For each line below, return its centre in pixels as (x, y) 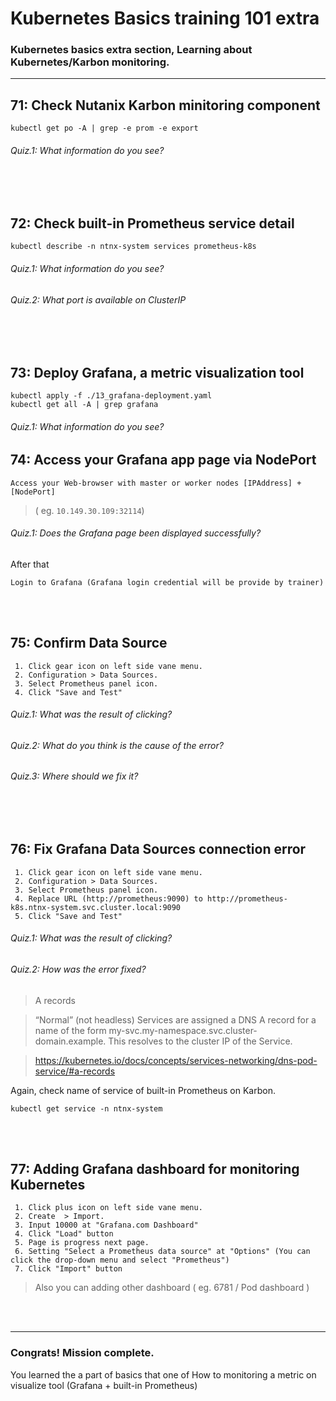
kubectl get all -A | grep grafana (84, 404)
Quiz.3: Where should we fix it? (74, 776)
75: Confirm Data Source (89, 643)
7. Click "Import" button (68, 1269)
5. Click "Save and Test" (68, 916)
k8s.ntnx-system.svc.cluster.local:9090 (96, 907)
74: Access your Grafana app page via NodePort (163, 460)
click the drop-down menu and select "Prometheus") (120, 1260)
